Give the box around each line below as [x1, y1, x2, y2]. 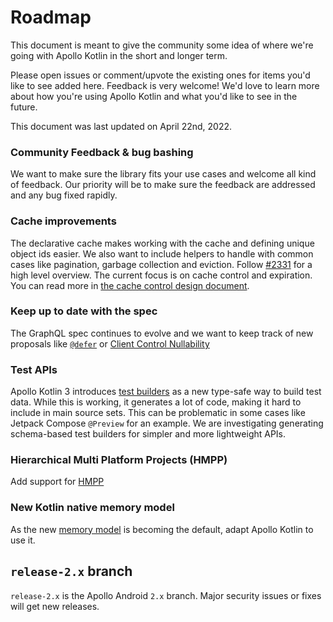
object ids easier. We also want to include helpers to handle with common [10, 247, 314, 260]
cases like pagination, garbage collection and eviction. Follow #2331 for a [10, 258, 313, 270]
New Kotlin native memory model [10, 501, 175, 515]
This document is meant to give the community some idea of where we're [10, 39, 314, 51]
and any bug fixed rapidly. [10, 189, 118, 201]
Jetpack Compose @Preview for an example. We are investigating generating [10, 417, 324, 430]
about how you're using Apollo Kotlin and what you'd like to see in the [10, 90, 298, 102]
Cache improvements [10, 214, 117, 228]
